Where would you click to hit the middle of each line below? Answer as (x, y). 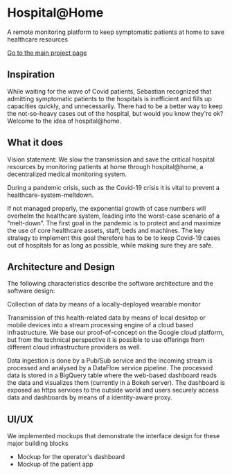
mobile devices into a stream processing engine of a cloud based (100, 325)
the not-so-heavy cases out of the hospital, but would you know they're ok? (115, 113)
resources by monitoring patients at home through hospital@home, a (105, 166)
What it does (35, 142)
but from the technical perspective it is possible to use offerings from (106, 340)
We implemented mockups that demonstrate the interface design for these (114, 436)
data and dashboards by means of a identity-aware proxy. (90, 397)
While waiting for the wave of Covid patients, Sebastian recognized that (109, 91)
